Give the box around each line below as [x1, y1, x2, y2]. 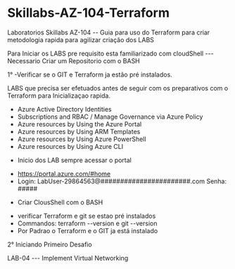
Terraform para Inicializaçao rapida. [7, 91, 111, 100]
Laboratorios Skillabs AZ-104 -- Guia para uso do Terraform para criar [7, 28, 210, 37]
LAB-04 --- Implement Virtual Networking [7, 254, 129, 262]
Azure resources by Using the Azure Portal [17, 119, 142, 128]
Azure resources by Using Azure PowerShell [17, 135, 146, 143]
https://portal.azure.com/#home [17, 169, 111, 178]
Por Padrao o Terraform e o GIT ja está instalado [17, 226, 158, 235]
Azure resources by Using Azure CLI [17, 142, 124, 150]
